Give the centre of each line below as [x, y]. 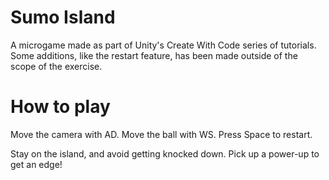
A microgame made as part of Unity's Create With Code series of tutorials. [163, 45]
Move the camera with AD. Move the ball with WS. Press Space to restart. [161, 134]
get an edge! [36, 164]
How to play [60, 107]
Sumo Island [63, 17]
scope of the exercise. [56, 66]
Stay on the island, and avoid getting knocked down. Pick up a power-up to [165, 153]
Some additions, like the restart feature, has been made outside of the [154, 55]
